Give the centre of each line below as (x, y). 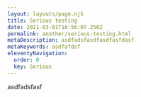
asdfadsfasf (25, 86)
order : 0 (27, 60)
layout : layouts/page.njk (45, 14)
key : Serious (33, 67)
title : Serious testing (43, 21)
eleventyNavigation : (38, 54)
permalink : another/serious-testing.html (69, 34)
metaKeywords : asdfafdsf (44, 47)
